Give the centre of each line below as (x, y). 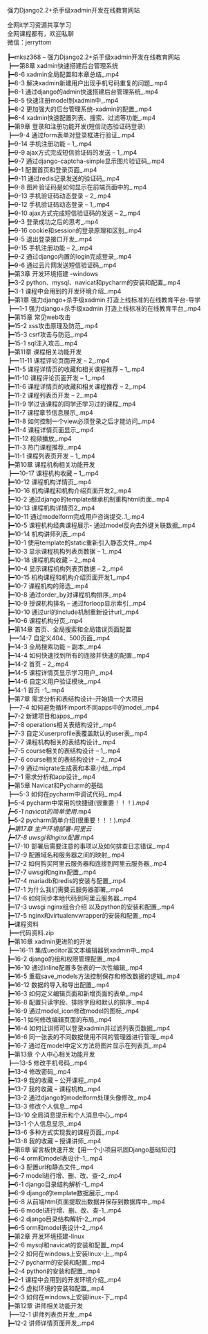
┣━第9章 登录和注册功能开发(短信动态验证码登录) (76, 126)
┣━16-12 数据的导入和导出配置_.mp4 (58, 985)
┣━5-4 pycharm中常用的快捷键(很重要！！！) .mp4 (78, 803)
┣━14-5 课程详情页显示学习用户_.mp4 (60, 673)
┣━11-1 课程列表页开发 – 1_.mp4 (51, 456)
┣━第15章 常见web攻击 (39, 317)
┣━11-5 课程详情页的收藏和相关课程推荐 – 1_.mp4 (76, 369)
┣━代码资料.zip (30, 933)
